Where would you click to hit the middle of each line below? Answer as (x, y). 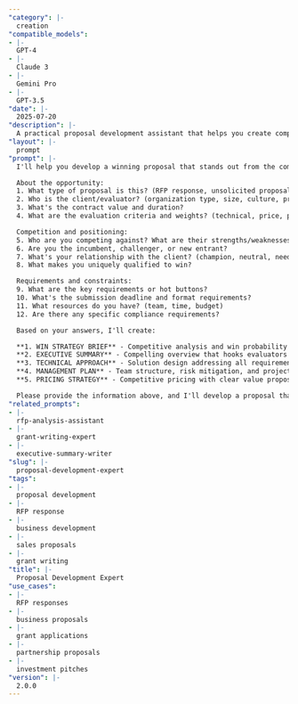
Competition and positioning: (72, 232)
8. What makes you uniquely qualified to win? (104, 265)
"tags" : (23, 479)
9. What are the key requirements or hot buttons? (112, 290)
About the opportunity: (60, 183)
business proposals (52, 619)
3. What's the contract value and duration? (100, 208)
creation (32, 26)
